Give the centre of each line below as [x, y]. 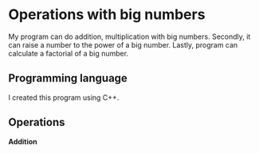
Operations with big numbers [107, 15]
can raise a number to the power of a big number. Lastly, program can [123, 44]
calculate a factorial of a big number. [69, 53]
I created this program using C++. [64, 98]
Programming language [68, 78]
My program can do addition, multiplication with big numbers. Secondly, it [129, 36]
